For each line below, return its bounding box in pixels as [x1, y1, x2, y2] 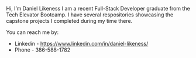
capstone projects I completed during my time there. [6, 18, 133, 24]
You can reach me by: [6, 29, 59, 36]
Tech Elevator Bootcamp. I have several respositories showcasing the [6, 11, 174, 18]
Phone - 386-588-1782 [14, 46, 71, 53]
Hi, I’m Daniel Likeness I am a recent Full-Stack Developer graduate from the [6, 5, 190, 12]
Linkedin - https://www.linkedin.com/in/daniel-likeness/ [14, 40, 149, 47]
